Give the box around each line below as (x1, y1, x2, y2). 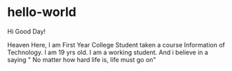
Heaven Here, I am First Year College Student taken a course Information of (7, 40, 226, 49)
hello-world (7, 4, 77, 20)
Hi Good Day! (7, 27, 46, 35)
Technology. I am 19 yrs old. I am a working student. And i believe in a (7, 48, 209, 56)
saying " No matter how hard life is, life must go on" (7, 55, 156, 63)
